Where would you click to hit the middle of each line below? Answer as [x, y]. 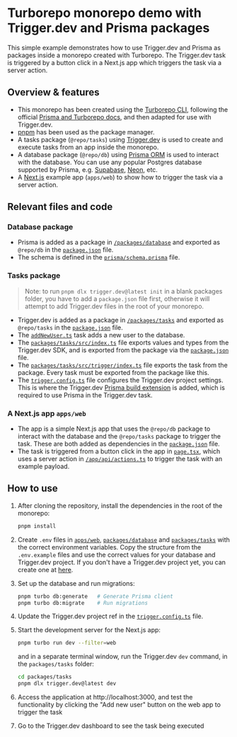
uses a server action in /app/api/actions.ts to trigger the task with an [120, 459]
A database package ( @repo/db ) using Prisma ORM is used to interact [118, 154]
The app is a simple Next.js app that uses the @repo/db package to [114, 429]
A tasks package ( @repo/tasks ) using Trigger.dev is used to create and [120, 139]
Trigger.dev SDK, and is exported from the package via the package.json [123, 350]
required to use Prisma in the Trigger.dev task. [85, 395]
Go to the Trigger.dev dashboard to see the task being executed [111, 726]
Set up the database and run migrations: [76, 583]
